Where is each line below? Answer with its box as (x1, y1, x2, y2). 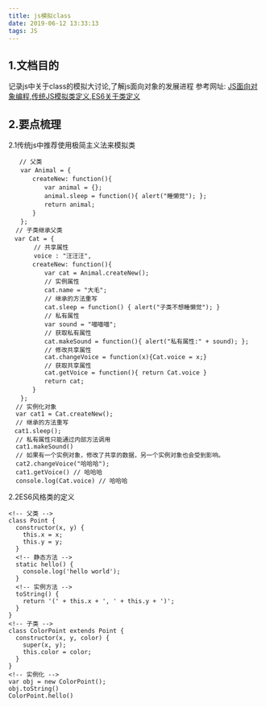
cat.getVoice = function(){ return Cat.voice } (44, 369, 207, 377)
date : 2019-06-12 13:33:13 (8, 19, 99, 27)
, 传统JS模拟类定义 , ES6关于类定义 (29, 92, 141, 101)
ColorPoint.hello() (8, 692, 74, 700)
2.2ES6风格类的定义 (8, 492, 75, 502)
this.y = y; (23, 538, 63, 546)
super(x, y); (23, 641, 67, 649)
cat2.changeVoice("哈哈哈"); (15, 460, 110, 468)
